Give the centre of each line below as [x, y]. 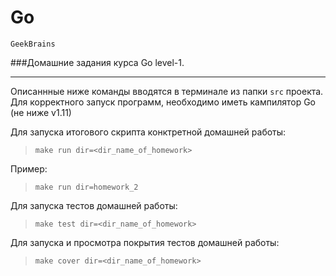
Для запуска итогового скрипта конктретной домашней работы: [148, 132]
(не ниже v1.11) [41, 112]
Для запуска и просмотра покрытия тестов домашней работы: [145, 242]
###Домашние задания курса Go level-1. [97, 62]
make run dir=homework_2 [86, 187]
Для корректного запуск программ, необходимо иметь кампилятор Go [163, 102]
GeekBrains [33, 44]
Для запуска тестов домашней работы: [94, 205]
